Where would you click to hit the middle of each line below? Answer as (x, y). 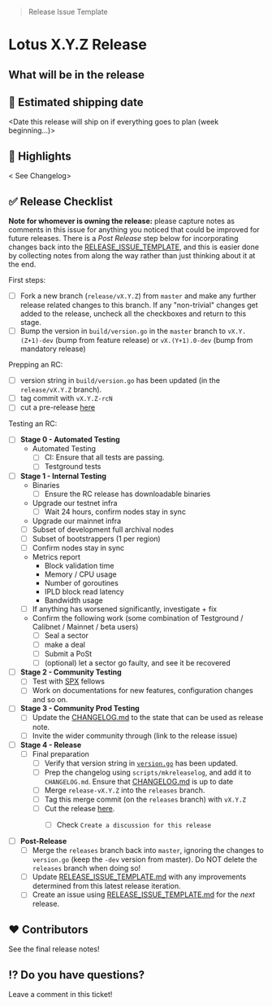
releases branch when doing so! (86, 868)
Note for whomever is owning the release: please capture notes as (122, 221)
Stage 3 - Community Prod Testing (80, 709)
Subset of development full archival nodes (103, 529)
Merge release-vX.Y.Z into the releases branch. (125, 790)
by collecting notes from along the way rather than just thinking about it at (132, 256)
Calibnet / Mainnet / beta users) (85, 626)
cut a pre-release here (58, 407)
